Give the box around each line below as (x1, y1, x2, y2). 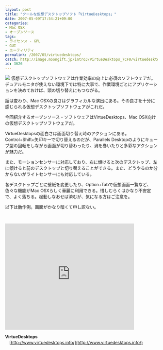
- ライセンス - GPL (5, 39, 41, 44)
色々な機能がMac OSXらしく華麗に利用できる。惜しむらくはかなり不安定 (5, 188, 151, 193)
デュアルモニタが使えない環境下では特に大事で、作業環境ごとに (5, 81, 132, 87)
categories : (5, 20, 29, 26)
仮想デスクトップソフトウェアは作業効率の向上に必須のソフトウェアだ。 (11, 75, 156, 81)
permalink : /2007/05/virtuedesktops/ (5, 52, 81, 57)
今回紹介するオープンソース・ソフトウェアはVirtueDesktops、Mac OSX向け (5, 114, 156, 120)
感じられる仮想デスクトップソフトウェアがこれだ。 (5, 104, 107, 110)
